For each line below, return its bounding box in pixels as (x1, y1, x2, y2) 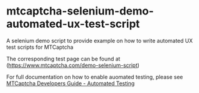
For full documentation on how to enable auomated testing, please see (6, 73, 183, 80)
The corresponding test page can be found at (6, 55, 120, 62)
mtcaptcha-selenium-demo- (6, 4, 154, 18)
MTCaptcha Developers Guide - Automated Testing (6, 80, 135, 87)
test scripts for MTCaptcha (6, 43, 74, 51)
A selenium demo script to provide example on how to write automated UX (6, 37, 193, 44)
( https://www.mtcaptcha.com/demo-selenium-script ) (6, 62, 140, 69)
